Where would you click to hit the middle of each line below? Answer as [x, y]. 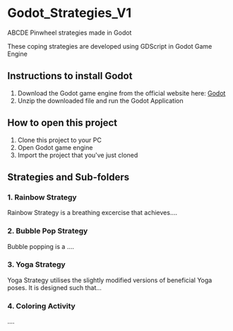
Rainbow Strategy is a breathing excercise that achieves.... [92, 213]
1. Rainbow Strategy [42, 197]
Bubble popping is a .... [41, 246]
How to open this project [62, 123]
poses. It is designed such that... [55, 287]
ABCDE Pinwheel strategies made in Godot [70, 33]
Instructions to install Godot [70, 76]
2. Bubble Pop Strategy [48, 231]
